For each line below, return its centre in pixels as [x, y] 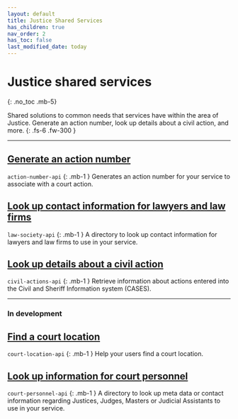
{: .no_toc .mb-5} [32, 101]
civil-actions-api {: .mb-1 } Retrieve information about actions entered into [118, 281]
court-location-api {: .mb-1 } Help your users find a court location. [106, 354]
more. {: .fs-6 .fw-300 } [42, 130]
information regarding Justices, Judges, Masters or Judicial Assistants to [114, 401]
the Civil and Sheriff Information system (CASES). [79, 289]
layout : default [31, 14]
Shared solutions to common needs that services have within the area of [113, 115]
